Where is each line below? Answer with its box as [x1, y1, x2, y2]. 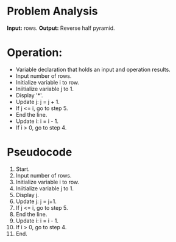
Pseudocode [7, 145, 72, 159]
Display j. [15, 191, 39, 198]
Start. [15, 165, 30, 173]
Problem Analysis [7, 4, 98, 18]
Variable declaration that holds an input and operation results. [15, 66, 171, 73]
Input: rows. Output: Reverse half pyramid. [7, 24, 115, 32]
